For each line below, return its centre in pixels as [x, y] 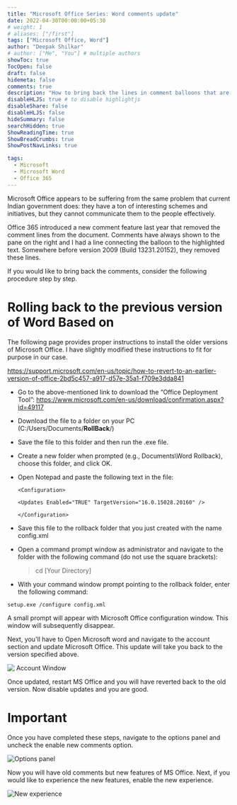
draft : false [27, 73]
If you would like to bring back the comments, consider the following [107, 271]
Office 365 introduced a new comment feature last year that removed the [114, 227]
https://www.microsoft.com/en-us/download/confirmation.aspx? [130, 399]
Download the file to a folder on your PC [76, 421]
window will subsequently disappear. [61, 625]
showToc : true [28, 60]
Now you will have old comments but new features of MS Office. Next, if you [118, 772]
